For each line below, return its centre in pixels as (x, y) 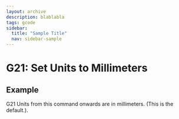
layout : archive (26, 11)
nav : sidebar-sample (37, 39)
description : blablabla (35, 17)
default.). (17, 110)
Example (22, 90)
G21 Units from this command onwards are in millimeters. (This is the (90, 104)
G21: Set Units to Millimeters (77, 68)
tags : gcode (21, 22)
